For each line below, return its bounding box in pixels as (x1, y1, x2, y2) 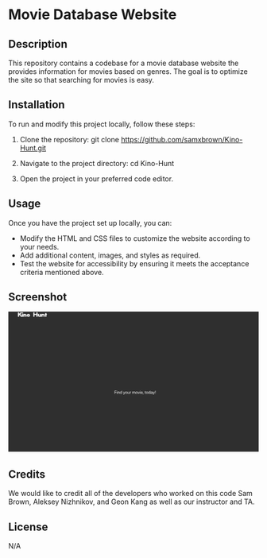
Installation (8, 98, 65, 112)
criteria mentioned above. (19, 267, 105, 277)
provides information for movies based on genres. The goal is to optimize (8, 67, 248, 76)
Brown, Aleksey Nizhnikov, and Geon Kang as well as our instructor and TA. (8, 497, 256, 506)
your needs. (19, 242, 60, 251)
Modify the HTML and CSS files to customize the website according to (19, 233, 250, 243)
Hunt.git (19, 143, 46, 153)
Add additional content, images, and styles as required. (19, 250, 201, 260)
